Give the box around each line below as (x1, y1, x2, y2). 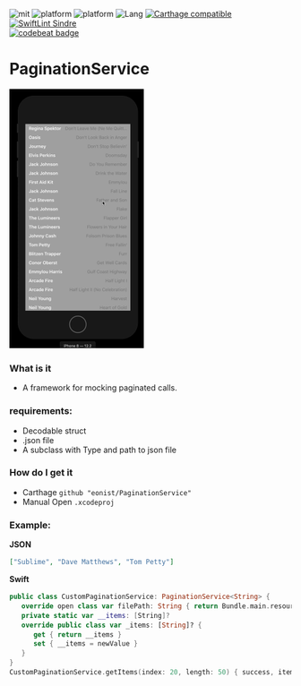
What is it (9, 362, 52, 374)
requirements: (9, 405, 73, 417)
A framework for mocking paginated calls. (21, 382, 177, 393)
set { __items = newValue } (32, 639, 139, 648)
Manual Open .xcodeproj (21, 496, 115, 507)
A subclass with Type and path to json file (21, 444, 177, 455)
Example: (9, 519, 51, 531)
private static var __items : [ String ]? (21, 611, 170, 620)
